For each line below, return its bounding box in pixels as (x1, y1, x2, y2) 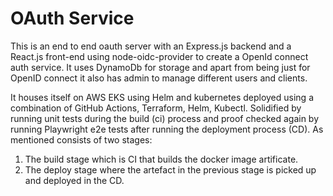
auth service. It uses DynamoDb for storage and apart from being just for (10, 61, 311, 73)
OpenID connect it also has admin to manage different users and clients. (10, 72, 308, 84)
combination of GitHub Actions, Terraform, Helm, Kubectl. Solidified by (10, 102, 302, 114)
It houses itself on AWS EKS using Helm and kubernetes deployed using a (10, 91, 315, 103)
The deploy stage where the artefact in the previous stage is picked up (24, 163, 317, 176)
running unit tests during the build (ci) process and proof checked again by (10, 112, 320, 124)
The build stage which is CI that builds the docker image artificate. (24, 153, 299, 165)
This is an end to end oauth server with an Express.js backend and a (10, 40, 292, 52)
